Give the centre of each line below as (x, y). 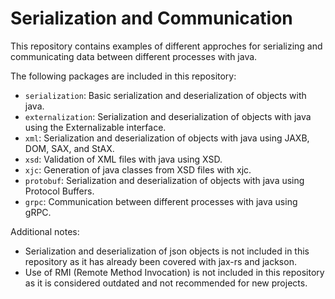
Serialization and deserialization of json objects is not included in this (167, 251)
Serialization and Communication (151, 18)
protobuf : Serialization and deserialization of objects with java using (164, 180)
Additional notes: (45, 231)
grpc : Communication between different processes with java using (161, 201)
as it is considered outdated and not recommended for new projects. (166, 283)
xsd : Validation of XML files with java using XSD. (123, 159)
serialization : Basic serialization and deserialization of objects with (165, 95)
